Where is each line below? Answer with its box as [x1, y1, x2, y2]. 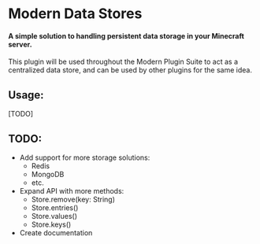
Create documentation [19, 228, 93, 238]
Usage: [8, 88, 45, 102]
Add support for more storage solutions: [19, 153, 150, 162]
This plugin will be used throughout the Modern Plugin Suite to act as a [8, 57, 239, 67]
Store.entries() [31, 203, 79, 213]
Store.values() [31, 212, 77, 221]
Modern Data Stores [8, 5, 143, 23]
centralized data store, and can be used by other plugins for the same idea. [8, 65, 252, 75]
